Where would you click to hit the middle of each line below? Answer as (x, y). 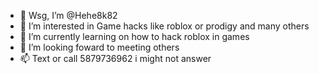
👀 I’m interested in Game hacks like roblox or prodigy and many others (164, 26)
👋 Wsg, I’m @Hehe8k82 (68, 15)
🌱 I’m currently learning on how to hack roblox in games (134, 36)
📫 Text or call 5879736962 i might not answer (115, 58)
